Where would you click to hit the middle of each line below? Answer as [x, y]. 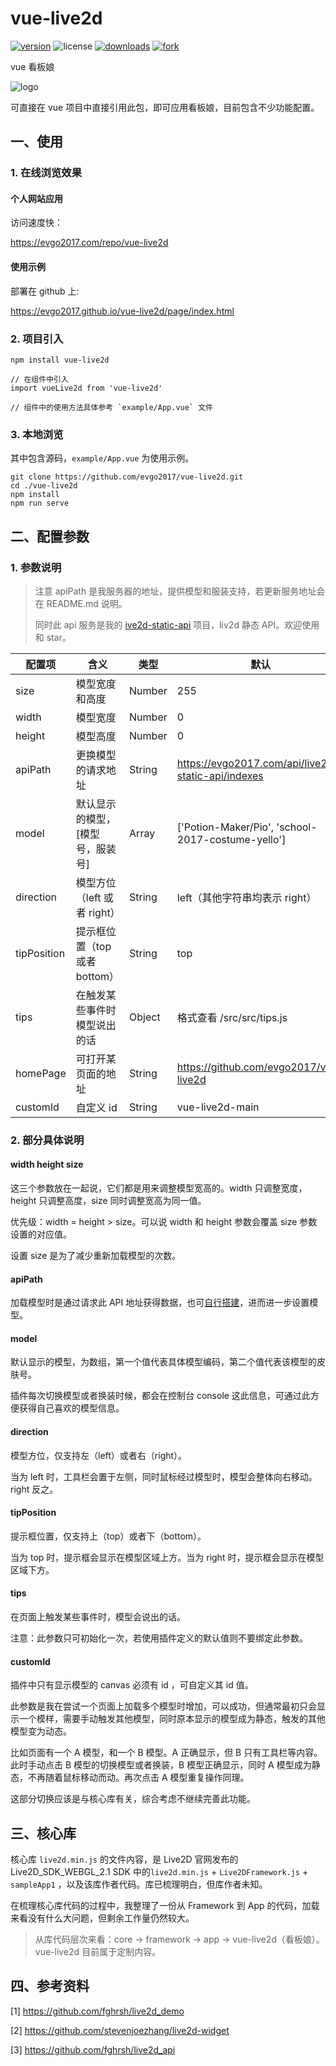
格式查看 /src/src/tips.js [232, 1017]
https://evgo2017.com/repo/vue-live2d [89, 243]
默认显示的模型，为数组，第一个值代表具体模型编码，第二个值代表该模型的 [163, 1362]
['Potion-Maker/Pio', [225, 827]
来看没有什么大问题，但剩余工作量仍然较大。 [102, 1918]
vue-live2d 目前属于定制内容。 [98, 1952]
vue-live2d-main [218, 1107]
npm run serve [40, 503]
